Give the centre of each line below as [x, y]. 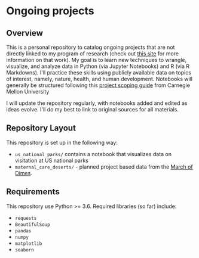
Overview [25, 33]
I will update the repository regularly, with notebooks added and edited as [97, 103]
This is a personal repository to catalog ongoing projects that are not [91, 47]
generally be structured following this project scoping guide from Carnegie [98, 85]
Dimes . [24, 173]
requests [26, 218]
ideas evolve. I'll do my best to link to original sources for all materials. [93, 109]
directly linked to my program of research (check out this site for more [93, 54]
